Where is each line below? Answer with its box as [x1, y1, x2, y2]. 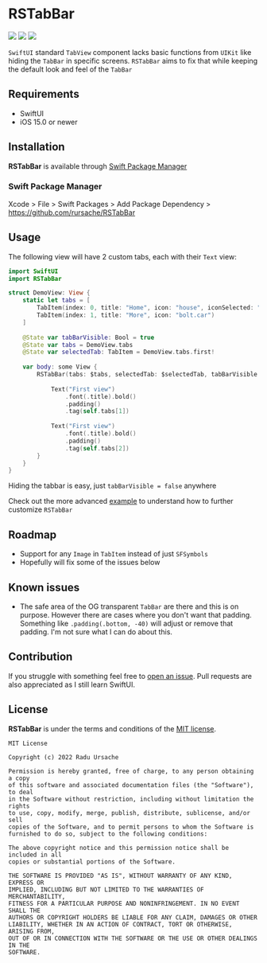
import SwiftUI [8, 267, 59, 275]
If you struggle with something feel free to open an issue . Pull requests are [8, 671, 253, 680]
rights [8, 801, 30, 810]
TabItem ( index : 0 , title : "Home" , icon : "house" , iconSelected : [37, 304, 254, 312]
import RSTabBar [8, 275, 62, 283]
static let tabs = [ [22, 296, 91, 305]
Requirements [8, 88, 79, 101]
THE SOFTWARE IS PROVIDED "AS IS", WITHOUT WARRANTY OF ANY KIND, [8, 871, 233, 879]
